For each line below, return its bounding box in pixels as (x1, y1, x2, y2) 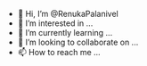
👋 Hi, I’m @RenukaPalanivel (17, 9, 118, 19)
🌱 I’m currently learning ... (17, 28, 113, 37)
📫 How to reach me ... (17, 47, 101, 57)
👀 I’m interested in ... (17, 18, 94, 29)
